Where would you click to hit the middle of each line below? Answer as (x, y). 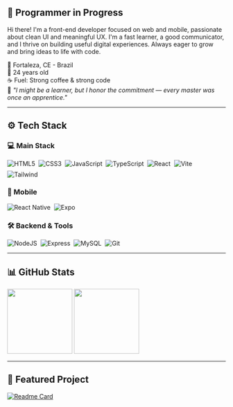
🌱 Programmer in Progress (65, 13)
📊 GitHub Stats (41, 272)
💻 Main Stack (31, 146)
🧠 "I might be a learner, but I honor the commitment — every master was (111, 90)
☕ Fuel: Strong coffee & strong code (59, 80)
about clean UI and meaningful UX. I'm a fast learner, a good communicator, (116, 37)
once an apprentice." (37, 97)
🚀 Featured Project (48, 380)
